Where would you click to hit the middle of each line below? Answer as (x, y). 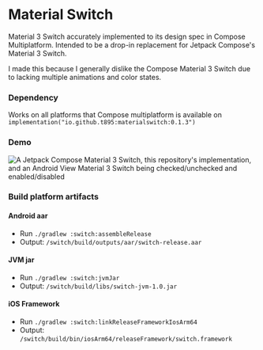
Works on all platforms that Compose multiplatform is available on (115, 115)
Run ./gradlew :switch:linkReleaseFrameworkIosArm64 (108, 321)
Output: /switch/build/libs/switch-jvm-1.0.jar (98, 286)
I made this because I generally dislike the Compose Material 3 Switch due (130, 68)
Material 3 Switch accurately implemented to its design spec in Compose (127, 36)
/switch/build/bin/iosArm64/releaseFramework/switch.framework (126, 339)
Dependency (34, 97)
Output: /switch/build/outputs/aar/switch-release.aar (111, 242)
